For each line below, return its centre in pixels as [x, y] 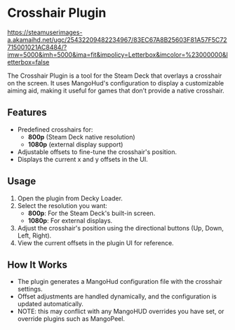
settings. [30, 289]
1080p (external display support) [75, 144]
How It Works [38, 264]
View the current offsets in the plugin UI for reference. [95, 242]
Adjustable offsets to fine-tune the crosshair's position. [97, 151]
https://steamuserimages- [45, 32]
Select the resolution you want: [62, 205]
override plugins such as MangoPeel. [71, 319]
